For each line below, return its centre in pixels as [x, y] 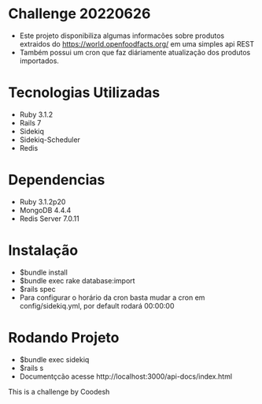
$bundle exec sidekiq [54, 359]
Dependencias [57, 180]
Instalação [43, 250]
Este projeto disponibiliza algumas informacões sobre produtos [122, 36]
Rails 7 [30, 122]
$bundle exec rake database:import [77, 280]
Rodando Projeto [64, 337]
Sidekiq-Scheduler [50, 140]
